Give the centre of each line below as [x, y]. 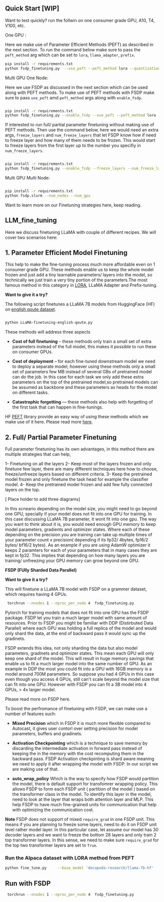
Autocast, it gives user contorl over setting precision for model [75, 728]
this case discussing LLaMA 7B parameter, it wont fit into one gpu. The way [81, 519]
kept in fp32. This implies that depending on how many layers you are [75, 556]
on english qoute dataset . [31, 309]
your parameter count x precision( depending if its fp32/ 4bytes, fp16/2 [77, 540]
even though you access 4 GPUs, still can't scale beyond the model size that [82, 679]
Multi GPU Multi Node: [28, 178]
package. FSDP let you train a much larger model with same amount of [76, 618]
